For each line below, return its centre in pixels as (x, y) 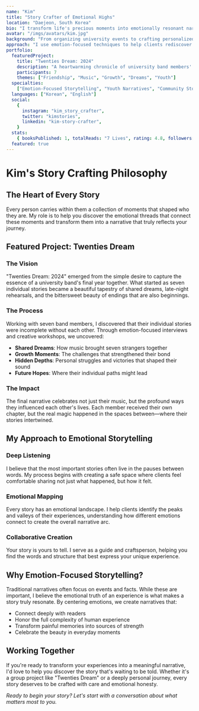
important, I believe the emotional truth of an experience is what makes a (95, 595)
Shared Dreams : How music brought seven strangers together (91, 348)
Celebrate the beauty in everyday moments (68, 632)
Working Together (41, 651)
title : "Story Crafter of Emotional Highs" (61, 17)
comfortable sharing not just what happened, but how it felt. (79, 481)
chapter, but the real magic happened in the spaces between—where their (97, 414)
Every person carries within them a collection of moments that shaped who (98, 209)
